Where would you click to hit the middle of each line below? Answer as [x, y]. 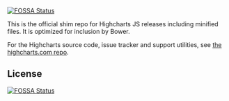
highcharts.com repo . [38, 52]
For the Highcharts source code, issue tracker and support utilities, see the [114, 45]
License [25, 74]
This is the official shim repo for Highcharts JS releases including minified [113, 24]
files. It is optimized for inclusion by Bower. [69, 31]
